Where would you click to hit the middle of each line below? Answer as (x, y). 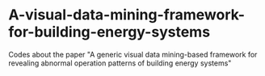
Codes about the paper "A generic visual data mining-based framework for (133, 54)
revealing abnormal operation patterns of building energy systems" (120, 63)
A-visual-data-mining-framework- (126, 15)
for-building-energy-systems (109, 32)
